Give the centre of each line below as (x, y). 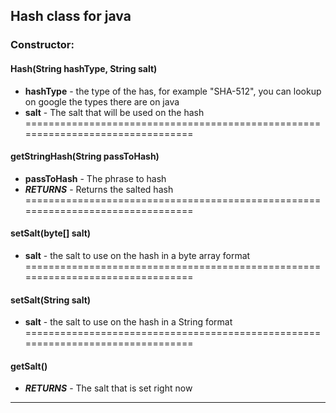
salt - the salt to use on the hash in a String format (128, 322)
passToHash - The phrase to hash (95, 178)
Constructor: (42, 45)
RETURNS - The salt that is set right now (108, 388)
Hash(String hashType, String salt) (84, 68)
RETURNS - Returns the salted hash (99, 189)
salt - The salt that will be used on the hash (114, 112)
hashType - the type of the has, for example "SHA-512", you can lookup (173, 91)
